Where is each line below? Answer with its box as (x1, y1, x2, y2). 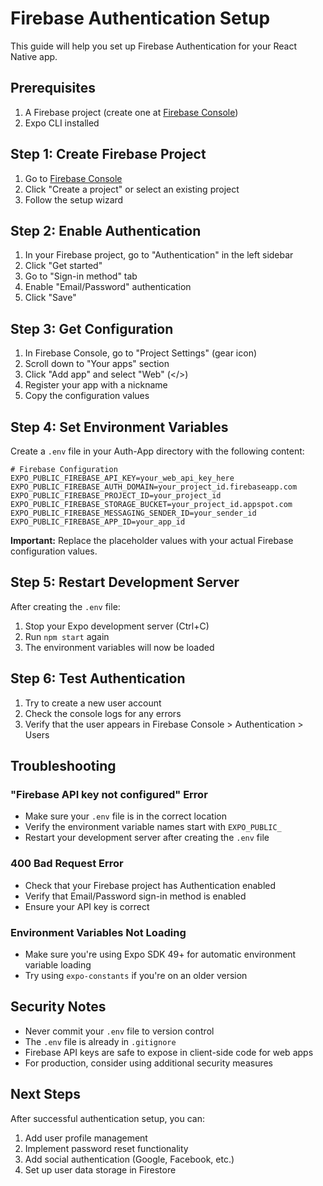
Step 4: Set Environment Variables (10, 418, 229, 436)
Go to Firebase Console (24, 172, 123, 184)
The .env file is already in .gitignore (24, 1035, 177, 1047)
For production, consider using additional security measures (24, 1057, 274, 1069)
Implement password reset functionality (24, 1142, 189, 1154)
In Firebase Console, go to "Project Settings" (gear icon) (24, 347, 258, 359)
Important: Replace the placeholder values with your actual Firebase (10, 535, 294, 546)
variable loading (24, 958, 92, 971)
